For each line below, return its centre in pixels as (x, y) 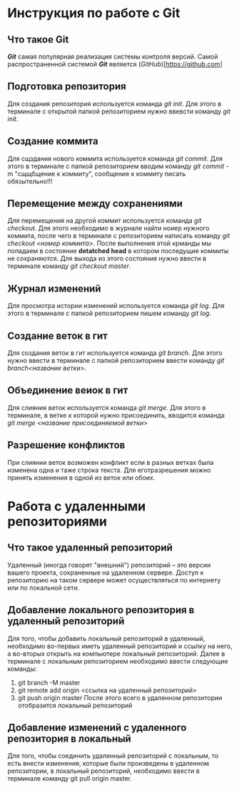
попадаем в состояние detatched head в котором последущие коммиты (118, 251)
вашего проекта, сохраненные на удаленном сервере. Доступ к (106, 573)
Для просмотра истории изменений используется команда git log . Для (116, 306)
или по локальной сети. (44, 588)
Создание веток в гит (58, 335)
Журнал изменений (54, 288)
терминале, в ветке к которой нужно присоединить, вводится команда (116, 415)
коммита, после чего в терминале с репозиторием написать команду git (119, 236)
